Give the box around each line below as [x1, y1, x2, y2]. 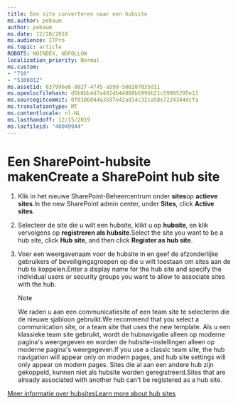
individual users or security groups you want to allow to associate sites [17, 272, 225, 281]
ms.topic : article [7, 43, 62, 51]
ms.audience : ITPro [7, 37, 65, 44]
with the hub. [17, 280, 57, 289]
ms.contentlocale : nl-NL [7, 110, 81, 117]
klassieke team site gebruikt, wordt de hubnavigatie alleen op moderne [17, 330, 225, 339]
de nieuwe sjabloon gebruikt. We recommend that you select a [17, 315, 200, 324]
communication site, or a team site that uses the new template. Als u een [17, 323, 231, 331]
